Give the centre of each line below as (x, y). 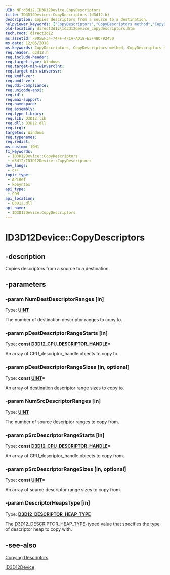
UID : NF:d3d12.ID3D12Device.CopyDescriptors (53, 10)
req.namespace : (21, 104)
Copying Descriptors (27, 557)
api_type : (16, 189)
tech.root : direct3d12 (29, 33)
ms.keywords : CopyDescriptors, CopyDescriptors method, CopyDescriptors (83, 48)
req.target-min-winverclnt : (35, 66)
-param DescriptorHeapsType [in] (48, 503)
